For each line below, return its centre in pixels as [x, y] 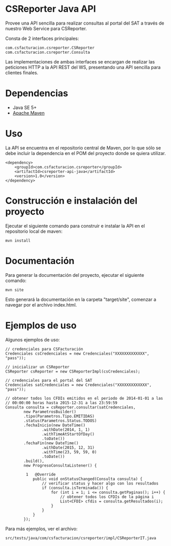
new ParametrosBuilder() [50, 412]
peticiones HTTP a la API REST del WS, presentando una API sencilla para [83, 67]
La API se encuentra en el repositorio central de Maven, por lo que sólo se [83, 148]
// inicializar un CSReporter [38, 367]
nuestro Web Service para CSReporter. [46, 28]
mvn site [15, 290]
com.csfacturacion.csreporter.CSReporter [50, 48]
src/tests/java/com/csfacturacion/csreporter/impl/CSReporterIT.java [81, 538]
